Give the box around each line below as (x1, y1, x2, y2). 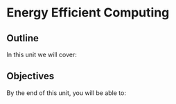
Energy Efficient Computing (6, 5, 170, 21)
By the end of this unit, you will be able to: (6, 88, 126, 97)
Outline (6, 32, 39, 44)
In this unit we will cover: (6, 50, 78, 59)
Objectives (6, 70, 55, 82)
